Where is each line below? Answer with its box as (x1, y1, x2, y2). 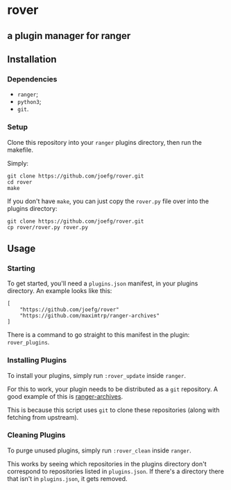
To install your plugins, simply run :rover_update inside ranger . (7, 371, 186, 379)
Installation (7, 53, 57, 65)
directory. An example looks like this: (7, 287, 112, 295)
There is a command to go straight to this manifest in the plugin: (7, 331, 190, 339)
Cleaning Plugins (7, 430, 66, 440)
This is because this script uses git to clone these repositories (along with (7, 406, 220, 414)
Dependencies (7, 74, 58, 84)
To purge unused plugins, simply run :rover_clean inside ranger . (7, 446, 192, 455)
